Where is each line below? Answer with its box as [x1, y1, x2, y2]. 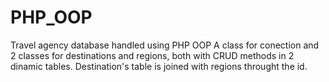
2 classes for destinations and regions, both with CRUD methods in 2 [10, 49, 295, 61]
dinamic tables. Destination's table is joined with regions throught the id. [10, 60, 308, 72]
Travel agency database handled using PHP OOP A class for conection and [10, 39, 320, 51]
